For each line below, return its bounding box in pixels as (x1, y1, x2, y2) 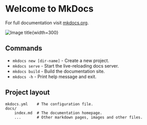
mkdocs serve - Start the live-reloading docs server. (12, 62, 119, 69)
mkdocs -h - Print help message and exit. (12, 74, 97, 80)
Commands (5, 44, 43, 53)
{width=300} (32, 29, 59, 35)
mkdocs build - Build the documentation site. (12, 68, 105, 74)
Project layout (5, 88, 50, 97)
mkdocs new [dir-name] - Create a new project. (12, 57, 109, 64)
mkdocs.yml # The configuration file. (5, 101, 94, 106)
